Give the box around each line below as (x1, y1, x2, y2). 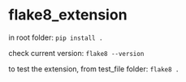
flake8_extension (8, 6, 128, 24)
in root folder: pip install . (8, 32, 103, 42)
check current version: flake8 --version (8, 48, 145, 58)
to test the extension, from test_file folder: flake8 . (8, 63, 180, 74)
